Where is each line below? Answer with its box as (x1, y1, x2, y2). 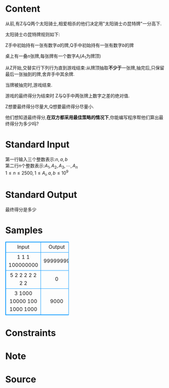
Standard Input (5, 138, 70, 150)
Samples (5, 225, 43, 236)
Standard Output (5, 189, 77, 201)
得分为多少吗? (9, 121, 39, 127)
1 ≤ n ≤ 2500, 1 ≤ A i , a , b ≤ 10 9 (5, 169, 69, 177)
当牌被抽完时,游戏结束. (5, 82, 53, 88)
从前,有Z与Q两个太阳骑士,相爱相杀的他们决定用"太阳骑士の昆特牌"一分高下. (5, 20, 162, 26)
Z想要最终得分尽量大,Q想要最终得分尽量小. (5, 103, 94, 109)
